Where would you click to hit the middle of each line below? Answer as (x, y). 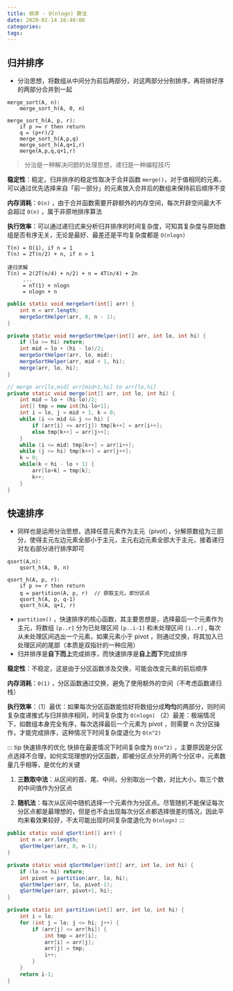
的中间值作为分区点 (45, 788)
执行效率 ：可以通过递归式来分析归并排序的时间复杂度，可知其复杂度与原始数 (116, 227)
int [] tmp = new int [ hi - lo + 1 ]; (65, 406)
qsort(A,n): (24, 562)
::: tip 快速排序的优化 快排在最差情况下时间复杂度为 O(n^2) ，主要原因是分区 (115, 747)
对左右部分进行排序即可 (51, 549)
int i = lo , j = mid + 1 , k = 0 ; (68, 413)
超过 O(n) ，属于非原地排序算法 (58, 211)
